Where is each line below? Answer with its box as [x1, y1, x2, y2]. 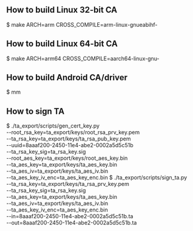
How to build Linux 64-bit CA [6, 39, 118, 49]
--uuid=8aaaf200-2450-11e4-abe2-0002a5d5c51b [6, 142, 134, 149]
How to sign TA [6, 106, 65, 116]
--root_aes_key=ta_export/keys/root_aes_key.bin [6, 154, 128, 162]
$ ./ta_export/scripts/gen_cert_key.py [6, 122, 100, 129]
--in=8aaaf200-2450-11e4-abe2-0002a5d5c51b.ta [6, 213, 134, 220]
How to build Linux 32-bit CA [6, 5, 118, 15]
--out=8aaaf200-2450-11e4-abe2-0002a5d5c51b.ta [6, 219, 137, 227]
